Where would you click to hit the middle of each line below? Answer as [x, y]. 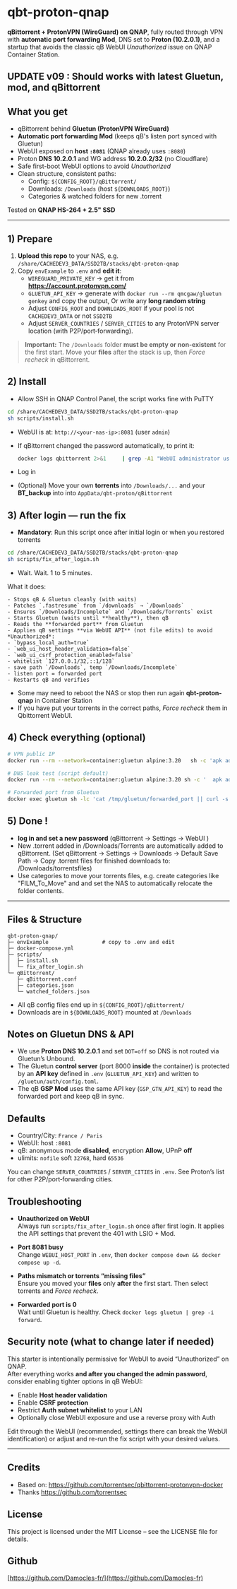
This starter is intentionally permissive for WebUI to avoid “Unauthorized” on [118, 1359]
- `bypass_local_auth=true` [49, 643]
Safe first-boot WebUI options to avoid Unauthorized [94, 166]
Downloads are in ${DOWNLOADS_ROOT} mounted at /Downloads [104, 1012]
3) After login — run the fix [67, 515]
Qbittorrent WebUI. [45, 715]
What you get [38, 111]
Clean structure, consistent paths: [67, 174]
